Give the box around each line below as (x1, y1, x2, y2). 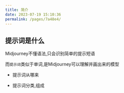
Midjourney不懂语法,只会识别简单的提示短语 (5, 50, 96, 56)
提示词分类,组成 (12, 82, 45, 88)
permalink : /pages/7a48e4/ (5, 16, 61, 21)
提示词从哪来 (12, 72, 39, 78)
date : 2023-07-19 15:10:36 (5, 12, 61, 17)
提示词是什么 (5, 36, 45, 45)
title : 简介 (5, 7, 28, 12)
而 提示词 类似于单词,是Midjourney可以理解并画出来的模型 (5, 61, 120, 67)
